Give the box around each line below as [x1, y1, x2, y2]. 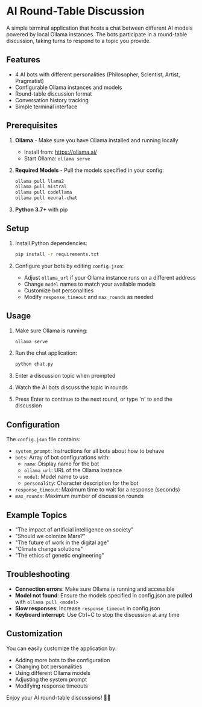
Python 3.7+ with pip [14, 206, 68, 213]
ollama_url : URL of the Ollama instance [24, 467, 122, 474]
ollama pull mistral [14, 183, 67, 190]
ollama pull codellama [14, 189, 72, 196]
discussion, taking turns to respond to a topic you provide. [6, 37, 151, 44]
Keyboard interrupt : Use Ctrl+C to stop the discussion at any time [14, 611, 180, 618]
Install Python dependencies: [14, 239, 87, 246]
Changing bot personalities [14, 663, 83, 670]
